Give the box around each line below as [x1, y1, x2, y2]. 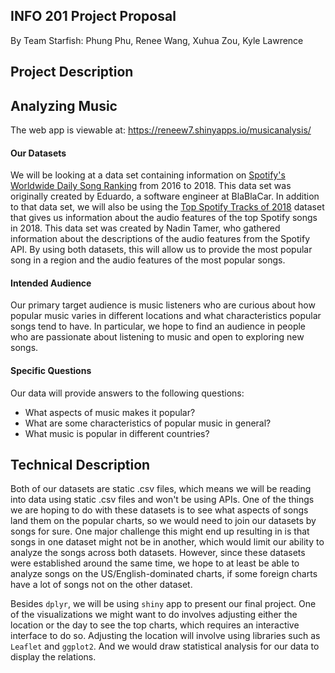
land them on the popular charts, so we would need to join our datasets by [10, 515, 317, 527]
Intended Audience [10, 277, 92, 289]
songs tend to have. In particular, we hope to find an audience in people [10, 320, 307, 333]
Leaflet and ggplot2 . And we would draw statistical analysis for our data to [10, 640, 320, 653]
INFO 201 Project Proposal [10, 8, 177, 25]
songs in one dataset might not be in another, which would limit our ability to [10, 536, 325, 548]
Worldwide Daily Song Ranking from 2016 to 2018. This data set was [10, 180, 292, 192]
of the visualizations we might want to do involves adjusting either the [10, 609, 298, 621]
